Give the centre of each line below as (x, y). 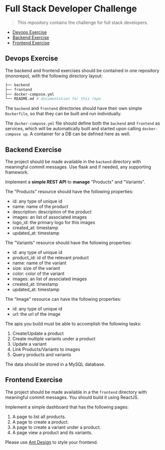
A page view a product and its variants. (52, 433)
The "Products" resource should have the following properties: (69, 192)
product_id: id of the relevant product (50, 258)
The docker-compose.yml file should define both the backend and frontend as (83, 123)
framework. (17, 172)
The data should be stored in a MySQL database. (55, 364)
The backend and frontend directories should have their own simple (74, 108)
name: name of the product (40, 207)
